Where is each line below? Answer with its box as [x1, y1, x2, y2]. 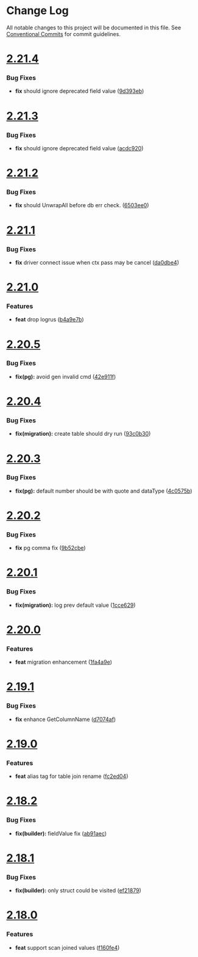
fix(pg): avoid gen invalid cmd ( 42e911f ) [15, 373, 116, 380]
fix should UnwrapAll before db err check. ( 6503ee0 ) [15, 202, 149, 209]
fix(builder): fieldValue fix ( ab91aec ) [15, 829, 107, 837]
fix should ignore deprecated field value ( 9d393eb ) [15, 87, 144, 95]
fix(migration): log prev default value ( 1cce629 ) [15, 601, 136, 609]
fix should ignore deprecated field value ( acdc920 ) [15, 144, 144, 152]
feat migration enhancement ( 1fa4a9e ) [15, 658, 113, 666]
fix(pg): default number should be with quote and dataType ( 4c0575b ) [15, 487, 193, 494]
